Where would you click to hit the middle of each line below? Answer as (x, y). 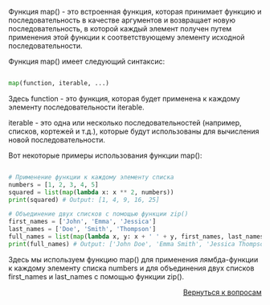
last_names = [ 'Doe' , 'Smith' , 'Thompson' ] (82, 229)
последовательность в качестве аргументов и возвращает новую (122, 20)
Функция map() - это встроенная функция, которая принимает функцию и (135, 12)
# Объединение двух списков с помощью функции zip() (98, 214)
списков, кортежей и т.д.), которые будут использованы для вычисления (134, 131)
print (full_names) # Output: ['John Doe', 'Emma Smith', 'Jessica (122, 244)
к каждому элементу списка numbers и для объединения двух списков (131, 268)
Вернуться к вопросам (222, 292)
